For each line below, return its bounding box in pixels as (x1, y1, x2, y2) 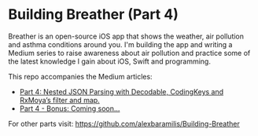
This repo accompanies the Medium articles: (8, 72, 153, 81)
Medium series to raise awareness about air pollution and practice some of (8, 48, 251, 57)
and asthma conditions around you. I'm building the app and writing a (8, 39, 233, 49)
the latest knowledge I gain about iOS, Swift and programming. (8, 57, 211, 66)
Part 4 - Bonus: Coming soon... (19, 104, 120, 113)
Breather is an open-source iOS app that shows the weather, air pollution (8, 31, 245, 41)
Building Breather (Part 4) (8, 6, 179, 24)
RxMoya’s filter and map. (19, 95, 100, 105)
